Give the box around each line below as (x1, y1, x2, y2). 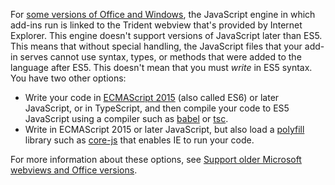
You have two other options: (10, 72, 127, 84)
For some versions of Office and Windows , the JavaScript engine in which (10, 9, 316, 20)
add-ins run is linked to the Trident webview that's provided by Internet (10, 19, 303, 31)
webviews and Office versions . (10, 164, 138, 176)
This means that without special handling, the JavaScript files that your (10, 40, 303, 52)
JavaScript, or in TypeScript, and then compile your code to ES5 (24, 102, 290, 114)
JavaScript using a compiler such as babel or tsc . (24, 113, 229, 124)
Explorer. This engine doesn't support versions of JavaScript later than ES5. (10, 30, 323, 41)
